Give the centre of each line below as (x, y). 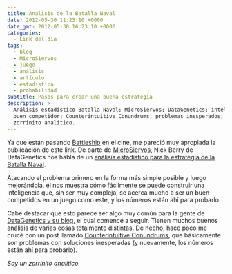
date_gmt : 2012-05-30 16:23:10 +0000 (61, 26)
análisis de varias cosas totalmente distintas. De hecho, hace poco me (107, 228)
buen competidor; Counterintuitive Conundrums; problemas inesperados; (119, 116)
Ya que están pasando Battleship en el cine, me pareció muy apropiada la (112, 142)
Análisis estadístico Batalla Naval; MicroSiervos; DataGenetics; (111, 110)
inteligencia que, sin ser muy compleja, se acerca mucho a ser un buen (108, 192)
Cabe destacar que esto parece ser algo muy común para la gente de (106, 213)
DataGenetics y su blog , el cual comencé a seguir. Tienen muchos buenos (113, 220)
